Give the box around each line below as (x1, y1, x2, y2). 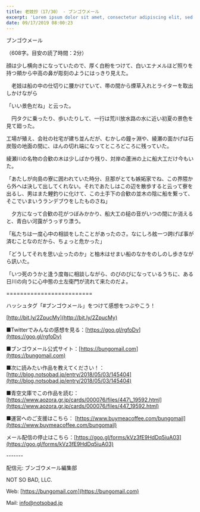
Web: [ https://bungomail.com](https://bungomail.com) (6, 488, 139, 495)
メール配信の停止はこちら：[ (6, 434, 76, 441)
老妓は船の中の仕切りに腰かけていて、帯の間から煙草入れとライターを (11, 82, 183, 89)
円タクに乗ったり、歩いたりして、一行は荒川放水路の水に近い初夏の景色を (11, 115, 193, 122)
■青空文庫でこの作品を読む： (6, 389, 79, 397)
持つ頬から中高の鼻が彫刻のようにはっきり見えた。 (6, 70, 132, 77)
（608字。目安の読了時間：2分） (6, 49, 87, 57)
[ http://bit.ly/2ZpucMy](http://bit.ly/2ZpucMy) (6, 314, 118, 321)
